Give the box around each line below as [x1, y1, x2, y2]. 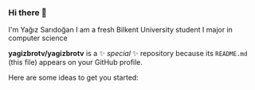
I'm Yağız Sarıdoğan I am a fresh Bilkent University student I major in [8, 25, 233, 35]
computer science [8, 33, 68, 43]
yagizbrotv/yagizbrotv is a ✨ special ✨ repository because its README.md [8, 49, 248, 58]
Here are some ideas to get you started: [8, 73, 139, 82]
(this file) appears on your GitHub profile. [8, 58, 143, 67]
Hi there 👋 [8, 7, 48, 18]
